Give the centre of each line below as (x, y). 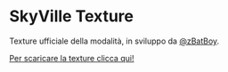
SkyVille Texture (71, 16)
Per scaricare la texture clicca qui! (72, 58)
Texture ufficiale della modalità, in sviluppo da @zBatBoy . (114, 41)
